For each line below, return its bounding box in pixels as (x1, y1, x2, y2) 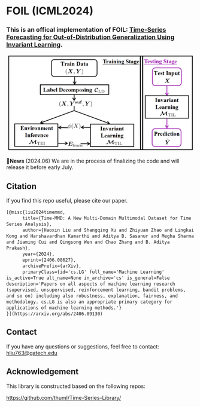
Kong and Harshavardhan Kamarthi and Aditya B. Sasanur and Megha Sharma (6, 233, 195, 240)
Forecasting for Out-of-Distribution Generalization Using (6, 33, 175, 41)
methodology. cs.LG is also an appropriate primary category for (6, 299, 172, 305)
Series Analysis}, (6, 221, 52, 228)
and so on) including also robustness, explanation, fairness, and (6, 293, 178, 299)
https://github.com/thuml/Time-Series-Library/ (6, 394, 122, 401)
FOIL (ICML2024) (6, 4, 94, 18)
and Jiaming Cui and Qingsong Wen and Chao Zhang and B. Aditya (6, 239, 170, 246)
